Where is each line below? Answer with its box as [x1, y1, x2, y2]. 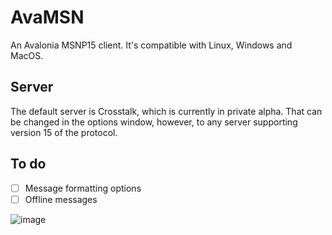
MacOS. [10, 49, 44, 61]
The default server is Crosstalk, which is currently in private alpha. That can [10, 105, 323, 117]
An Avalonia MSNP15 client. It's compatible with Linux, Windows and [10, 39, 293, 51]
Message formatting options [24, 182, 142, 194]
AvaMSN [10, 6, 85, 29]
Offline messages [24, 193, 98, 205]
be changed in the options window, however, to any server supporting [10, 116, 298, 128]
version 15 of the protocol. [10, 126, 118, 138]
